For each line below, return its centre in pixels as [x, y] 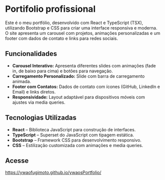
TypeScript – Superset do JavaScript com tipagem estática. [73, 135]
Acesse [17, 161]
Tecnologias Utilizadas [41, 118]
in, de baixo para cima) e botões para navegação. [63, 71]
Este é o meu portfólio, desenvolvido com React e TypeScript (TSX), [74, 23]
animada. [21, 81]
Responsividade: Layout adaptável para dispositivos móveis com [79, 97]
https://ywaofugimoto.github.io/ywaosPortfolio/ [53, 173]
